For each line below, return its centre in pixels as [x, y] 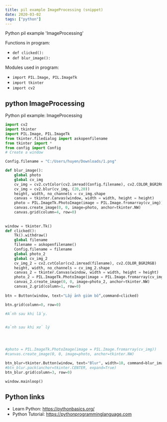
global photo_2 [30, 254]
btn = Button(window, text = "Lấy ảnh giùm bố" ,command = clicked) [72, 296]
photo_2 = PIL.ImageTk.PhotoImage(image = [59, 277]
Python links [25, 397]
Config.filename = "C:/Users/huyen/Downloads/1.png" [61, 162]
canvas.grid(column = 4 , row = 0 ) [45, 212]
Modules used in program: [32, 67]
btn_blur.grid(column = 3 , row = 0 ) [39, 372]
